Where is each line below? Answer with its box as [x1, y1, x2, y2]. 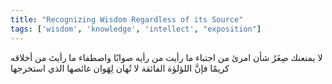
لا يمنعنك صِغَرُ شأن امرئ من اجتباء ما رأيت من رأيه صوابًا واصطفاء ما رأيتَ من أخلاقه [10, 51, 323, 63]
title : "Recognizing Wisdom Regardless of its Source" [10, 14, 244, 25]
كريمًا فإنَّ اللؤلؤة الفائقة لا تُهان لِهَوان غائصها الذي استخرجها [10, 62, 230, 74]
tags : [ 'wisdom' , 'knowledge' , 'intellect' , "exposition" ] [10, 24, 262, 34]
